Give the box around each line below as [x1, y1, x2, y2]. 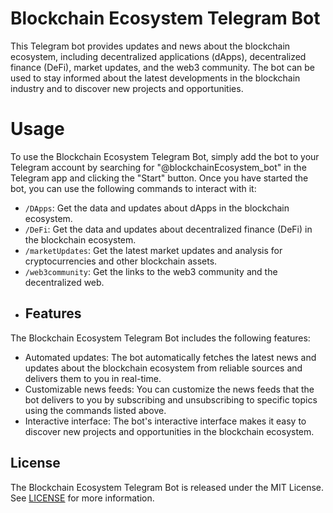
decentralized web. [24, 276, 105, 288]
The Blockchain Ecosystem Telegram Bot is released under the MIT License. [10, 481, 325, 493]
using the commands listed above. [24, 404, 167, 416]
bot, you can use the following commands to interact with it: [10, 182, 257, 194]
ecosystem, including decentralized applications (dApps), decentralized [10, 50, 307, 62]
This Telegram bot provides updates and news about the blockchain [10, 40, 291, 52]
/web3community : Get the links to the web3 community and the [24, 265, 278, 277]
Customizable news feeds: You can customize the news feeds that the [24, 383, 315, 395]
